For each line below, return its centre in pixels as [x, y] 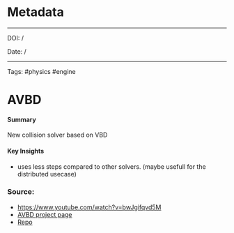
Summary [22, 119]
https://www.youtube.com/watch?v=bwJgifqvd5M [89, 207]
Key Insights [26, 151]
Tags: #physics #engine [42, 71]
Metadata [36, 12]
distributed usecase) [47, 174]
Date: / [17, 51]
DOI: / [16, 38]
